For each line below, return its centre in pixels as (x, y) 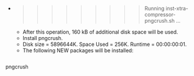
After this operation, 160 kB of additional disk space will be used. (100, 32)
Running (154, 8)
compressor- (160, 15)
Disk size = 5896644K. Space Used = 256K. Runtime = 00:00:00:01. (105, 44)
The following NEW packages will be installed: (78, 50)
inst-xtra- (177, 8)
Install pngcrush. (43, 38)
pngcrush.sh (160, 21)
